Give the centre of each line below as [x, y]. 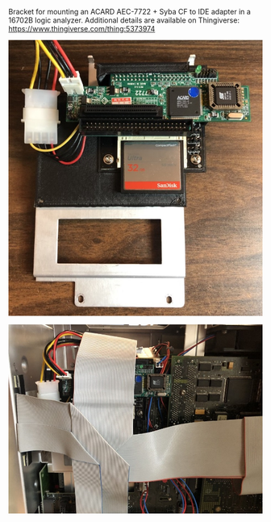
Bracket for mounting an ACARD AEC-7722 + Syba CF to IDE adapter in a [130, 12]
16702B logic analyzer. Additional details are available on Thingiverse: [124, 20]
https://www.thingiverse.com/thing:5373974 [82, 29]
